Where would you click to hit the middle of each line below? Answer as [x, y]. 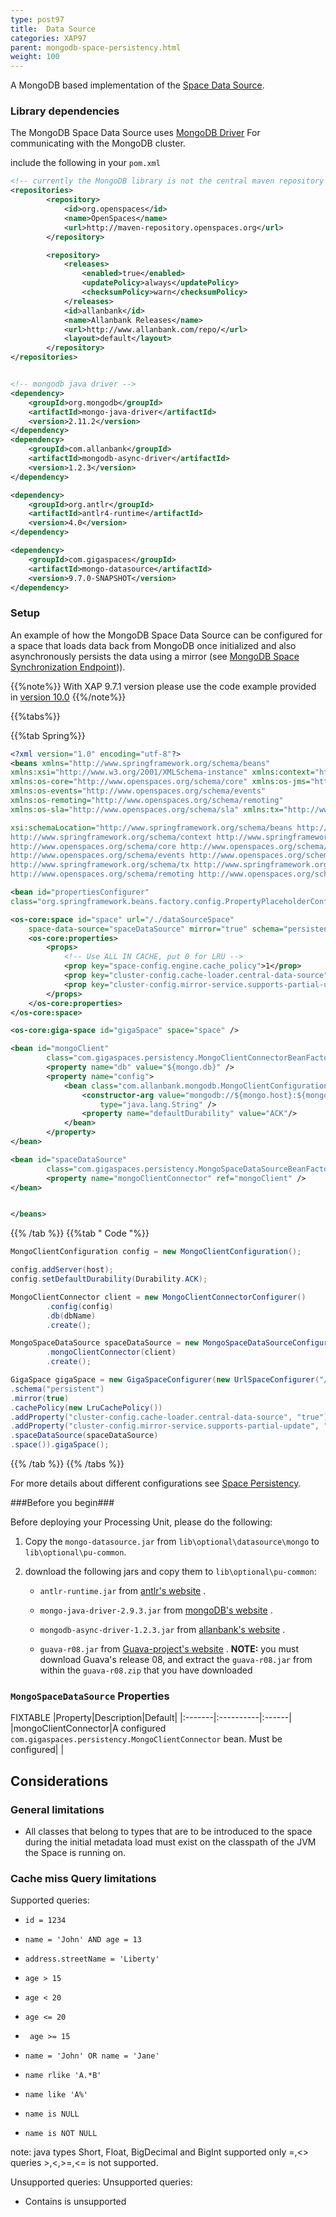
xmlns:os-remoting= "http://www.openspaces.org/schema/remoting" [147, 801]
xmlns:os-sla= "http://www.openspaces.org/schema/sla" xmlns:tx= [147, 809]
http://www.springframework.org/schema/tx [100, 865]
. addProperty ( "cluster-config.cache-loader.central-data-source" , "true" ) [169, 1417]
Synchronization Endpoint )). [68, 667]
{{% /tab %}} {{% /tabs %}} [67, 1464]
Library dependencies [65, 111]
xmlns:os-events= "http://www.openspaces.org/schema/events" [138, 791]
